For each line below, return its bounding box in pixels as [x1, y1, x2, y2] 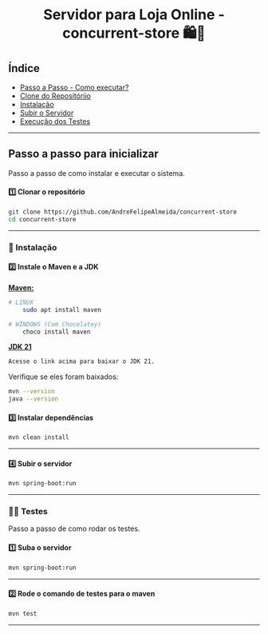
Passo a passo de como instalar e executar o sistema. [8, 168, 185, 177]
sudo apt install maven [22, 305, 102, 313]
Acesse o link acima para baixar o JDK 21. [8, 357, 156, 365]
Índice [8, 62, 40, 75]
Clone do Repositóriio [19, 91, 92, 101]
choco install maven [22, 328, 91, 336]
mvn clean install [8, 433, 69, 441]
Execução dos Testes [19, 117, 91, 126]
